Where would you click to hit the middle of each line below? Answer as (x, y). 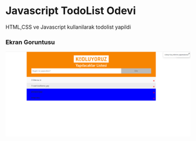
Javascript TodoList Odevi (71, 11)
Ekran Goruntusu (30, 42)
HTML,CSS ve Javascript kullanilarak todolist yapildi (68, 27)
